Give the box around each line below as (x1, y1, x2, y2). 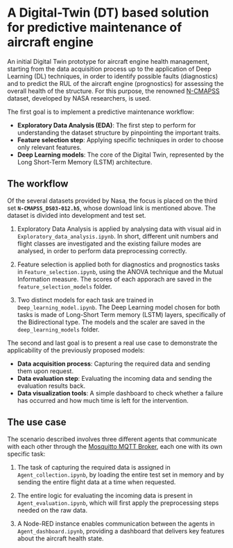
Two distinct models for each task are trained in (17, 296, 154, 304)
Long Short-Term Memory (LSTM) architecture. (17, 157, 153, 166)
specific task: (7, 449, 46, 458)
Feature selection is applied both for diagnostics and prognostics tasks (17, 260, 220, 268)
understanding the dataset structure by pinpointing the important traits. (17, 128, 221, 137)
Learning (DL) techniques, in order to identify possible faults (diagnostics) (7, 71, 218, 80)
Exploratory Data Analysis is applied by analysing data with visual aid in (17, 224, 222, 233)
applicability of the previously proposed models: (7, 345, 145, 354)
